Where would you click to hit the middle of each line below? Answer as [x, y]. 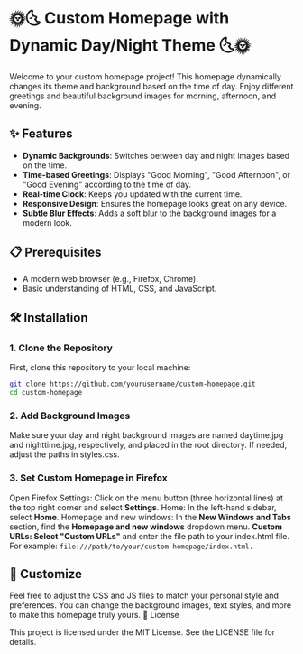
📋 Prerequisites [55, 252]
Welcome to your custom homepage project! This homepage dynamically [146, 76]
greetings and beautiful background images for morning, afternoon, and [143, 96]
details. [23, 642]
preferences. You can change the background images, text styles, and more [150, 605]
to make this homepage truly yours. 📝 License [95, 615]
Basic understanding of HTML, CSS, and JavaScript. [119, 288]
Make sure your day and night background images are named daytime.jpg [147, 435]
